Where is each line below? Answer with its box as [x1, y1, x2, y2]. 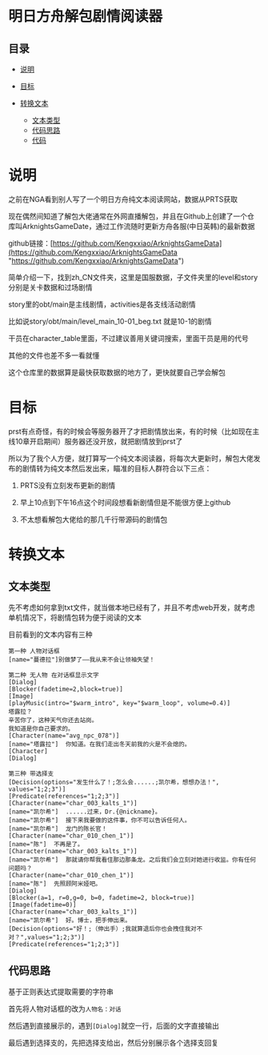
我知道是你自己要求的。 [8, 724, 74, 732]
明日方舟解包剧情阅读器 [8, 7, 163, 26]
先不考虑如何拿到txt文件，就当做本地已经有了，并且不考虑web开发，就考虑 [8, 602, 256, 612]
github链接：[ [8, 238, 54, 248]
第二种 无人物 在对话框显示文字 [8, 671, 99, 679]
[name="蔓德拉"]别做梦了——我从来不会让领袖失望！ [8, 656, 155, 664]
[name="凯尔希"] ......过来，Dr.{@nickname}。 [8, 808, 162, 816]
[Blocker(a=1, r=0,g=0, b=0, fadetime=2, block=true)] [8, 893, 195, 901]
